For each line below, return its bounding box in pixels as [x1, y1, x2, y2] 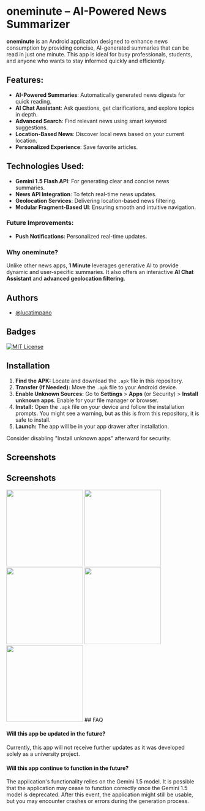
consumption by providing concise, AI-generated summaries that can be [6, 44, 189, 51]
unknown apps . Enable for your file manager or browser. [15, 397, 159, 404]
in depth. [15, 110, 38, 118]
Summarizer [6, 17, 70, 31]
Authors [6, 292, 39, 303]
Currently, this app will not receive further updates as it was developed [6, 744, 185, 751]
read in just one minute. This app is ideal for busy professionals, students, [6, 50, 193, 58]
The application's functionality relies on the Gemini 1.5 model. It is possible [6, 778, 195, 785]
